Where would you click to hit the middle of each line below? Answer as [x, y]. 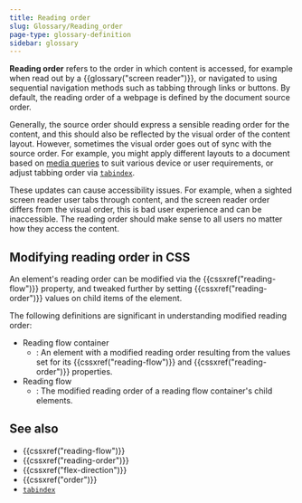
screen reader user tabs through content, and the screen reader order [140, 200]
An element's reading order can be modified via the [105, 279]
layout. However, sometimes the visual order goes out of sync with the [141, 144]
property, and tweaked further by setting [116, 289]
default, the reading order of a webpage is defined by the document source [150, 98]
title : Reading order [50, 18]
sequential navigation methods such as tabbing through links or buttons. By [150, 88]
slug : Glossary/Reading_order [66, 26]
